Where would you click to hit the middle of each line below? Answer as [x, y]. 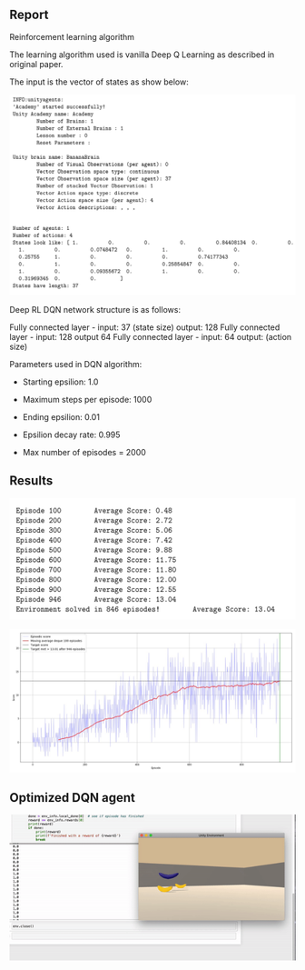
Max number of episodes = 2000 [84, 452]
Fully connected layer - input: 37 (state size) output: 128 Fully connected [145, 327]
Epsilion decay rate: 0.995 [71, 435]
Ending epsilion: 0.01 [61, 416]
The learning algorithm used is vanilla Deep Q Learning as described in [142, 55]
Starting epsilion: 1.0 [60, 382]
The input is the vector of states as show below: [99, 82]
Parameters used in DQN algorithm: [76, 364]
